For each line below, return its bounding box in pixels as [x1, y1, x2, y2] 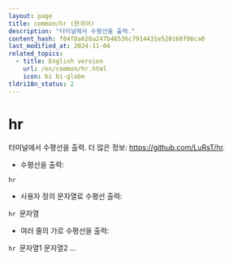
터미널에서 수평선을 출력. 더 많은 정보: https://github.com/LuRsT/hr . [8, 143, 226, 153]
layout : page [8, 11, 53, 20]
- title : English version [15, 58, 104, 66]
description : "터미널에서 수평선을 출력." [8, 27, 136, 35]
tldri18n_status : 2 [8, 80, 75, 88]
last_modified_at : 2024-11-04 [8, 42, 111, 50]
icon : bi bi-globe [23, 72, 85, 80]
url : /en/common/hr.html [23, 65, 107, 73]
